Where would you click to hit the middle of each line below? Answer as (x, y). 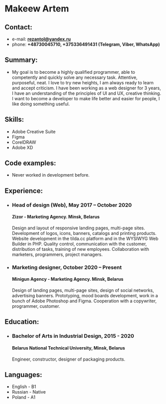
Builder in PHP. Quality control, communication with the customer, (79, 244)
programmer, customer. (36, 306)
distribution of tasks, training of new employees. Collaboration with (81, 249)
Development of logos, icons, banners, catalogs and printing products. (84, 233)
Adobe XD (22, 147)
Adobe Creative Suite (34, 131)
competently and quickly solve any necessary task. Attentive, (75, 77)
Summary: (21, 60)
